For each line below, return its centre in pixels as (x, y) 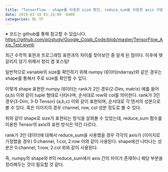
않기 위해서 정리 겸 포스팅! (44, 61)
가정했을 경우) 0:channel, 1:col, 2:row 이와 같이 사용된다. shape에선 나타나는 (81, 141)
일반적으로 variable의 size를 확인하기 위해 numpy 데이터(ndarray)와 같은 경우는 (83, 72)
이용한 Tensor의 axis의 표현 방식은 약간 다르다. (51, 124)
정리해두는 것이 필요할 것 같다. (35, 164)
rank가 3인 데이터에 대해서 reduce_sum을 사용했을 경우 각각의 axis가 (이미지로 (83, 135)
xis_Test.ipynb (20, 45)
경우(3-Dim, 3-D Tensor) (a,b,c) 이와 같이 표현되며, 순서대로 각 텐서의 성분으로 (83, 101)
